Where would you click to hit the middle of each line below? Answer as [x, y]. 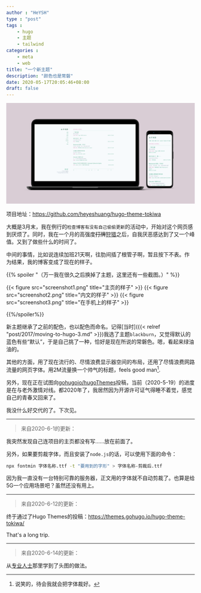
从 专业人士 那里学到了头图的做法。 [48, 565]
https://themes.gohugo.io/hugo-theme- [136, 517]
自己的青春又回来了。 [32, 397]
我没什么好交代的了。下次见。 [43, 410]
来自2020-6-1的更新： [48, 428]
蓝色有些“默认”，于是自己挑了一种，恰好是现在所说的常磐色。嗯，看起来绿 [98, 341]
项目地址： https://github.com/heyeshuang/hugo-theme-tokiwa [84, 214]
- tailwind [31, 44]
